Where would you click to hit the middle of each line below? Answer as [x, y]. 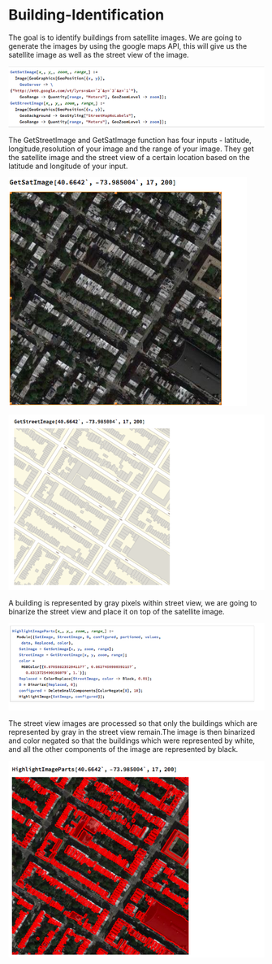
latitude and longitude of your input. [68, 166]
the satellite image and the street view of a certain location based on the [129, 158]
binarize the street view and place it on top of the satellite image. [117, 612]
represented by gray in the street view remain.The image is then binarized [132, 732]
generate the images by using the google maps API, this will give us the [128, 46]
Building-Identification [86, 15]
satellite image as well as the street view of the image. [99, 54]
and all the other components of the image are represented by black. [123, 749]
